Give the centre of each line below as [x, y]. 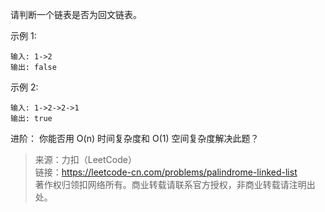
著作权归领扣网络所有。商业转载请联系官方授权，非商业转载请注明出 [175, 184]
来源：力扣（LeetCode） [85, 159]
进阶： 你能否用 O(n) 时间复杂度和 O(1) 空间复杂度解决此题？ [135, 138]
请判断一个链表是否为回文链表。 [76, 14]
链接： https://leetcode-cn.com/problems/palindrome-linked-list [166, 172]
